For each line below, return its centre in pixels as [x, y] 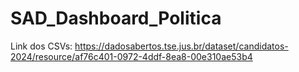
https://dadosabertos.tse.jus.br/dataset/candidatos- [181, 46]
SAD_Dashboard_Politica [116, 18]
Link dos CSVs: [41, 46]
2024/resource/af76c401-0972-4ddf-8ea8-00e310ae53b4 [131, 56]
